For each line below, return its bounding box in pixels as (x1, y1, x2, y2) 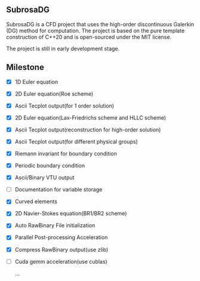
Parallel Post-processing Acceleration (14, 234, 108, 241)
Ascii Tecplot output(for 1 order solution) (14, 102, 115, 109)
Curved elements (14, 198, 58, 205)
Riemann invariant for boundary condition (14, 150, 118, 157)
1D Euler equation (14, 78, 59, 85)
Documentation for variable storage (14, 186, 103, 193)
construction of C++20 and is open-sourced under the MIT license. (6, 33, 172, 41)
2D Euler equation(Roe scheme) (14, 90, 94, 97)
